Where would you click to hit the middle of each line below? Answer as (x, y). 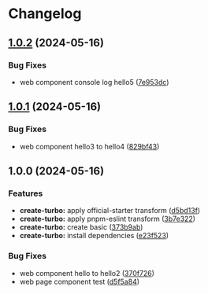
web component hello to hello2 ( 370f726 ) (87, 273)
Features (26, 193)
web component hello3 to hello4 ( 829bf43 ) (89, 146)
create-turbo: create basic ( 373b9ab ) (81, 227)
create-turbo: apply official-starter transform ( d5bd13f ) (110, 211)
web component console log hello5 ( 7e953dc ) (94, 82)
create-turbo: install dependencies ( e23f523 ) (94, 236)
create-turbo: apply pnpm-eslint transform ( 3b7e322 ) (107, 219)
